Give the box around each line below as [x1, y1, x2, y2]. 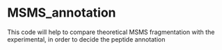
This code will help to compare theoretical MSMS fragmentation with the [7, 28, 215, 36]
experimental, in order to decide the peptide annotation [7, 35, 166, 43]
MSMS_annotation [7, 5, 116, 21]
